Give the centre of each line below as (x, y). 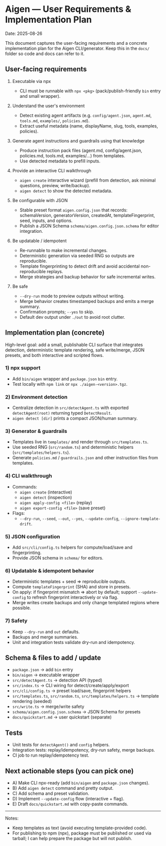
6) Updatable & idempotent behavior (50, 570)
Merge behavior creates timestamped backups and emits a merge (87, 301)
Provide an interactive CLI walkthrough (52, 170)
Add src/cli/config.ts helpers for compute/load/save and (72, 548)
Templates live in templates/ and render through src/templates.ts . (80, 442)
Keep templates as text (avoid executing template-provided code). (80, 828)
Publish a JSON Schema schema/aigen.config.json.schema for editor (89, 226)
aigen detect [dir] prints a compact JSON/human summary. (75, 419)
